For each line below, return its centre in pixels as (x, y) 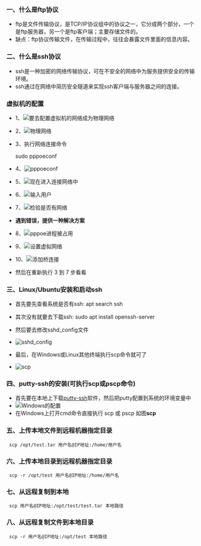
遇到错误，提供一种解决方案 (50, 220)
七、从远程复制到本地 (37, 492)
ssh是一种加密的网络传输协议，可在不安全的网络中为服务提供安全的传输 (105, 71)
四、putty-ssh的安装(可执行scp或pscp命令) (71, 384)
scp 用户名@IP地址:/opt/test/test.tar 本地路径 (66, 506)
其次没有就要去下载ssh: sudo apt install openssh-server (85, 317)
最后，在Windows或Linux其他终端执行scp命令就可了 (81, 355)
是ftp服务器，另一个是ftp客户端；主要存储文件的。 (78, 32)
